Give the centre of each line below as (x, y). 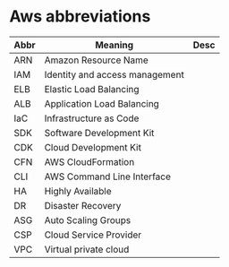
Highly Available (78, 191)
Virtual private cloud (87, 249)
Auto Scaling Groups (88, 220)
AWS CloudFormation (89, 161)
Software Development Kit (99, 133)
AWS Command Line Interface (108, 177)
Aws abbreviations (80, 17)
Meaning (114, 45)
